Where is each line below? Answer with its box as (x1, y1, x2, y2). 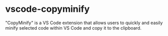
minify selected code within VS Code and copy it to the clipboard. (5, 25, 142, 31)
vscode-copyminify (5, 3, 90, 15)
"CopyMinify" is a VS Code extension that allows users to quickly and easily (5, 20, 163, 26)
